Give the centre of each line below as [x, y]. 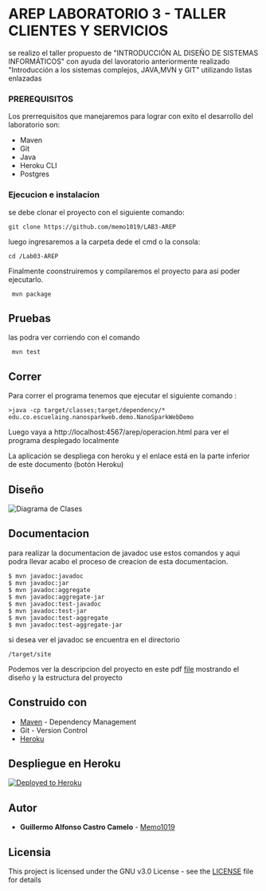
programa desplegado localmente [64, 441]
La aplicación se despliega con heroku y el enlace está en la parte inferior [129, 456]
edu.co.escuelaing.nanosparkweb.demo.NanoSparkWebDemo [101, 418]
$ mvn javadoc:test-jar [48, 610]
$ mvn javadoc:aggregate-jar [57, 597]
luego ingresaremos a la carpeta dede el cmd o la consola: [104, 241]
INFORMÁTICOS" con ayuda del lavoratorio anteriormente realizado [119, 61]
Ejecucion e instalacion [54, 194]
